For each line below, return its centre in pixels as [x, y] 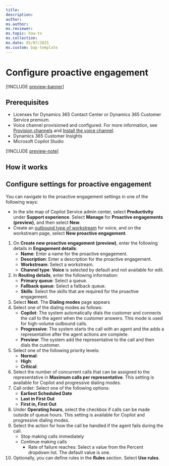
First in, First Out [39, 404]
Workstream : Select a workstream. [57, 264]
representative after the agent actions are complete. [75, 334]
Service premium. [31, 120]
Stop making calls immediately [52, 436]
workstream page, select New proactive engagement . [70, 233]
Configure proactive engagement [77, 73]
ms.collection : [22, 38]
